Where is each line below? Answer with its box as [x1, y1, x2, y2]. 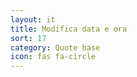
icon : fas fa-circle [10, 52, 97, 62]
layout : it [10, 14, 56, 25]
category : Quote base [10, 42, 101, 53]
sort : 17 [10, 33, 47, 43]
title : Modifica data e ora [10, 24, 128, 34]
